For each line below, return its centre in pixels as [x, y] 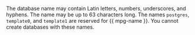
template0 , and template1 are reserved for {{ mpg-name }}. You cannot [92, 21]
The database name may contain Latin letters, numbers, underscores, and [96, 8]
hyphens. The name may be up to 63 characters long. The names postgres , [98, 15]
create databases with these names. [50, 27]
